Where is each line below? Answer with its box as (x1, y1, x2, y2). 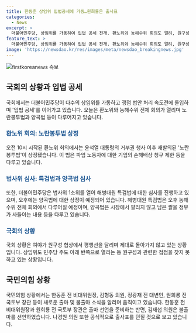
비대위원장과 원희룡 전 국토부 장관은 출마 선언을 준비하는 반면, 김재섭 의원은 (6, 306, 178, 313)
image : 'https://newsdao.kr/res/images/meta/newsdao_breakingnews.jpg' (6, 47, 184, 53)
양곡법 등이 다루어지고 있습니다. (31, 114, 104, 121)
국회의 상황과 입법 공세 (6, 83, 83, 92)
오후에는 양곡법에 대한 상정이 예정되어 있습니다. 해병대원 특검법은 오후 (18, 197, 178, 204)
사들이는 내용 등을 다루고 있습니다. (12, 211, 91, 218)
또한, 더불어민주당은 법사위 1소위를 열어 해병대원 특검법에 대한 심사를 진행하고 (6, 189, 183, 196)
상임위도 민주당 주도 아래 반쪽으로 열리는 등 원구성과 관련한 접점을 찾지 (23, 249, 184, 256)
